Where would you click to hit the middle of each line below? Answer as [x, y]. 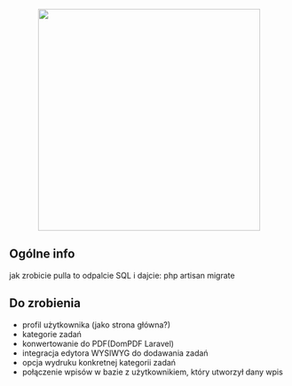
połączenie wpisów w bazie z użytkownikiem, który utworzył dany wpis [153, 372]
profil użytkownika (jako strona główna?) [96, 325]
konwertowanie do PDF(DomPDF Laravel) [98, 343]
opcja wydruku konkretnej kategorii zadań [99, 362]
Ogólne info [42, 254]
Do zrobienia [45, 303]
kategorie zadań [52, 334]
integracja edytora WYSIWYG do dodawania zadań [115, 353]
